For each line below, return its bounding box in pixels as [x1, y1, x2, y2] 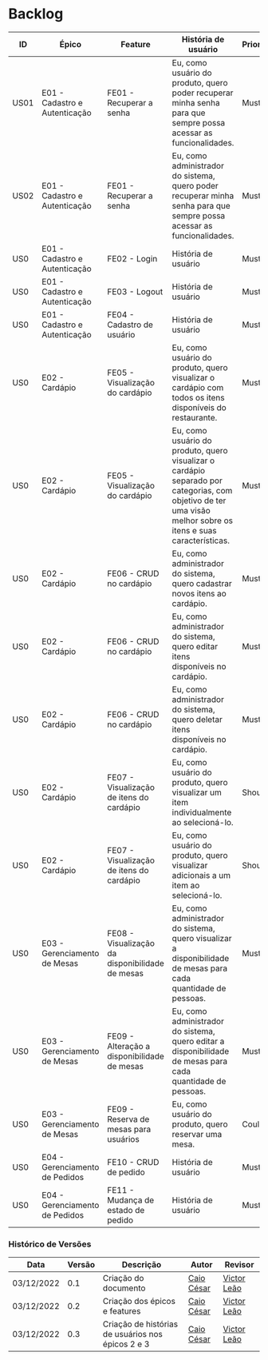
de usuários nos [102, 1329, 164, 1340]
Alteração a [107, 1040, 150, 1051]
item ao [171, 879, 200, 891]
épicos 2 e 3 [102, 1338, 150, 1350]
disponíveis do [171, 401, 227, 413]
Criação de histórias [102, 1318, 178, 1330]
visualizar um [171, 787, 222, 798]
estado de [107, 1204, 145, 1215]
